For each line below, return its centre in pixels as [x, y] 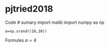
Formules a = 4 [21, 40]
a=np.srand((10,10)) [26, 31]
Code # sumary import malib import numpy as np [55, 22]
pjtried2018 [29, 9]
